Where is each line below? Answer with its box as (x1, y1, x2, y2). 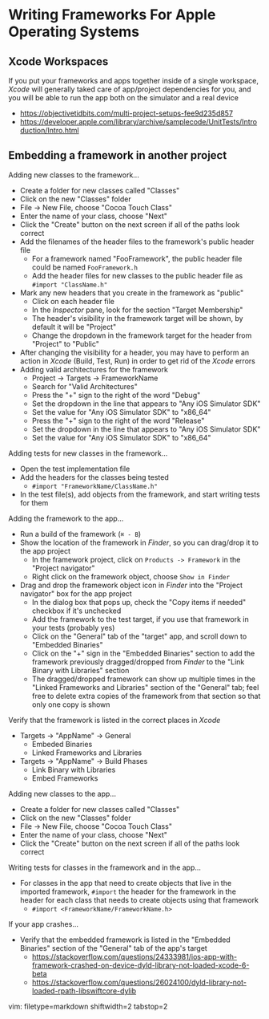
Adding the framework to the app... (8, 514, 124, 523)
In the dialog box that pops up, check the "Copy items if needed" (31, 597, 247, 607)
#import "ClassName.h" (31, 281, 108, 289)
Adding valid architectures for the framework (19, 364, 168, 374)
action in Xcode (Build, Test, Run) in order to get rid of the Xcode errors (19, 355, 256, 366)
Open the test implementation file (19, 464, 130, 473)
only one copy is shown (31, 700, 110, 709)
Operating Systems (8, 22, 140, 41)
